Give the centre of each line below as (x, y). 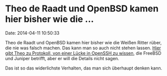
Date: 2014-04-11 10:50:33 (32, 33)
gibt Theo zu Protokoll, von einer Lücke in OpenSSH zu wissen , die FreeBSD (83, 53)
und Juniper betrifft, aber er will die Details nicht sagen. (62, 58)
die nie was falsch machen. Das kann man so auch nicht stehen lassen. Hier (83, 48)
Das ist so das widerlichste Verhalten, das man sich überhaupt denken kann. (84, 68)
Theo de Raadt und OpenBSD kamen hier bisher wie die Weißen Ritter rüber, (83, 42)
